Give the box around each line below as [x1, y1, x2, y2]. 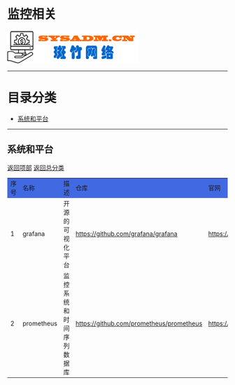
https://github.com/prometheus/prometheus [76, 319, 203, 328]
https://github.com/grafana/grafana [76, 230, 178, 238]
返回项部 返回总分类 [7, 163, 64, 171]
